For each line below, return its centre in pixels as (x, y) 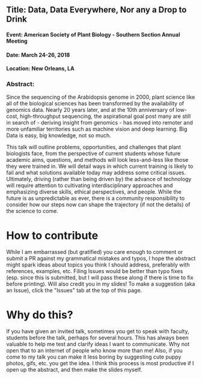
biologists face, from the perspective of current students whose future (93, 153)
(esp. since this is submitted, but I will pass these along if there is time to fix (100, 278)
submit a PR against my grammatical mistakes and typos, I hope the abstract (101, 259)
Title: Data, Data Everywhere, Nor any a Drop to (96, 10)
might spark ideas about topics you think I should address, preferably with (98, 265)
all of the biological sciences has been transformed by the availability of (95, 103)
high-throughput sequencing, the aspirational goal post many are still (106, 116)
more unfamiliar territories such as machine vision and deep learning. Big (97, 129)
